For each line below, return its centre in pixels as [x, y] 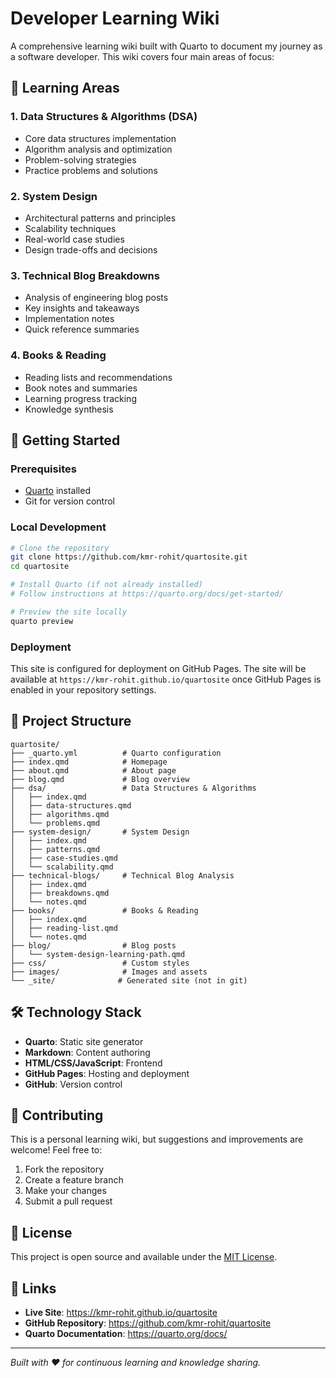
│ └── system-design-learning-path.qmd [98, 954]
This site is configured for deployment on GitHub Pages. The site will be [158, 668]
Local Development [58, 527]
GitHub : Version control [73, 1084]
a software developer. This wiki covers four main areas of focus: [142, 56]
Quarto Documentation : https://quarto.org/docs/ [126, 1333]
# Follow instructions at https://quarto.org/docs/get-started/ [147, 594]
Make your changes [65, 1191]
